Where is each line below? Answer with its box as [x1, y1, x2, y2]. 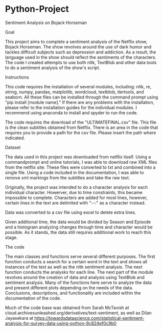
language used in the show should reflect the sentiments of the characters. [5, 54, 157, 60]
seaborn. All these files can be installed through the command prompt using [5, 94, 158, 100]
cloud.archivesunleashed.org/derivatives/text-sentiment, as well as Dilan [5, 310, 152, 316]
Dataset [5, 144, 21, 150]
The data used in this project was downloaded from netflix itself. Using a [5, 153, 151, 160]
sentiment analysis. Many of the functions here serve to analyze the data [5, 280, 152, 285]
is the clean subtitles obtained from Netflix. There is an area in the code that [5, 124, 158, 130]
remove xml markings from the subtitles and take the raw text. [5, 175, 130, 180]
